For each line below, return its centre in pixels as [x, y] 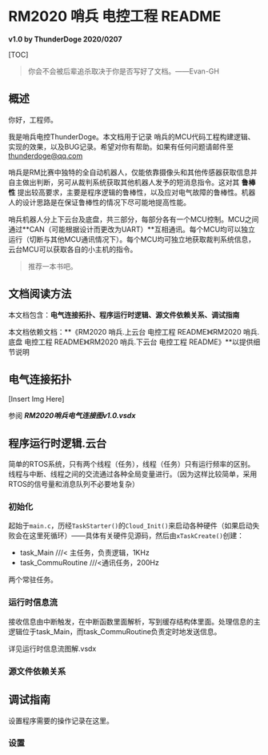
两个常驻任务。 [33, 580]
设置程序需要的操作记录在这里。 [61, 721]
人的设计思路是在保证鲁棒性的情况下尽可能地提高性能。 [99, 202]
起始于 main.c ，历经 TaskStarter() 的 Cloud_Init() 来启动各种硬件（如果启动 [130, 526]
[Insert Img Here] [36, 399]
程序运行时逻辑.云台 [58, 443]
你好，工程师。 [33, 119]
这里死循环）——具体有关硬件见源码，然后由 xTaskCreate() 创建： [137, 536]
